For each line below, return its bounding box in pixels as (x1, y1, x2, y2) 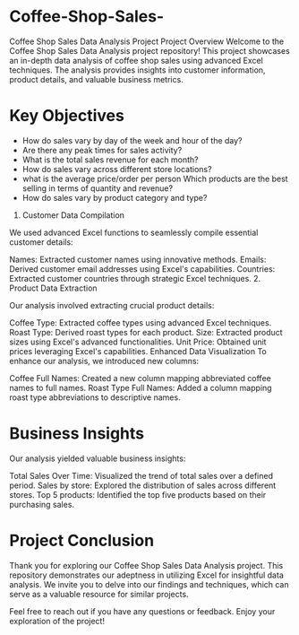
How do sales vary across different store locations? (21, 163, 212, 174)
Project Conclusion (9, 531, 155, 551)
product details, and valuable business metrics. (9, 74, 184, 84)
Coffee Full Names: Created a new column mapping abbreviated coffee (9, 372, 271, 383)
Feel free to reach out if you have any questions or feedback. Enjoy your (9, 605, 276, 616)
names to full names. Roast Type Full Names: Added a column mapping (9, 382, 272, 393)
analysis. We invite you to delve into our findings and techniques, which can (9, 578, 289, 589)
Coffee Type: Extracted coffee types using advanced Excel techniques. (9, 317, 272, 328)
